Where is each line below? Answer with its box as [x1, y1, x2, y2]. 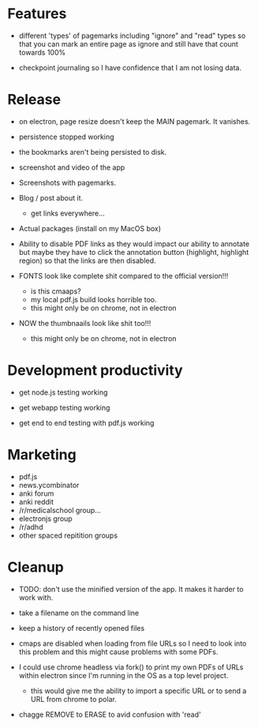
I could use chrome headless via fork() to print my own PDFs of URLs [18, 662, 244, 672]
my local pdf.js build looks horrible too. [30, 294, 157, 304]
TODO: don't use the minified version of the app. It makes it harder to [18, 584, 244, 594]
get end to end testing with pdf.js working [18, 418, 155, 427]
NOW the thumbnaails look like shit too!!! [18, 318, 151, 328]
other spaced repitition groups [18, 530, 118, 540]
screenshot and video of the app [18, 163, 125, 172]
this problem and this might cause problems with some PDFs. [18, 646, 219, 656]
